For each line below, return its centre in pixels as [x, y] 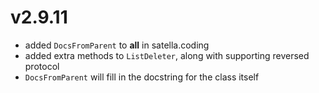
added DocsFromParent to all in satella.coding [117, 45]
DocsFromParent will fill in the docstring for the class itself [142, 77]
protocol [42, 66]
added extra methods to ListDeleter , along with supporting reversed [167, 55]
